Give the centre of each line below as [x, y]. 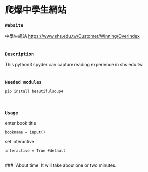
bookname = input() [25, 132]
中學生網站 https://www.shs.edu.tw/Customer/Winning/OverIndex [73, 36]
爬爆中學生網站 [36, 10]
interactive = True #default [35, 151]
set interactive [20, 142]
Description [20, 54]
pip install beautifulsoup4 [34, 92]
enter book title [21, 123]
